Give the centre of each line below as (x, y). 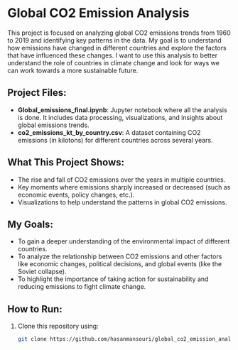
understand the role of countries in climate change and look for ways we (114, 62)
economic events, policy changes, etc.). (76, 195)
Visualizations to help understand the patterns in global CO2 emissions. (122, 202)
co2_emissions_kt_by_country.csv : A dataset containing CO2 (109, 132)
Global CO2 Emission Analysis (98, 13)
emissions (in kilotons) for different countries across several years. (115, 140)
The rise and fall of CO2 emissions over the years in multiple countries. (121, 180)
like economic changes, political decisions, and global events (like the (120, 264)
